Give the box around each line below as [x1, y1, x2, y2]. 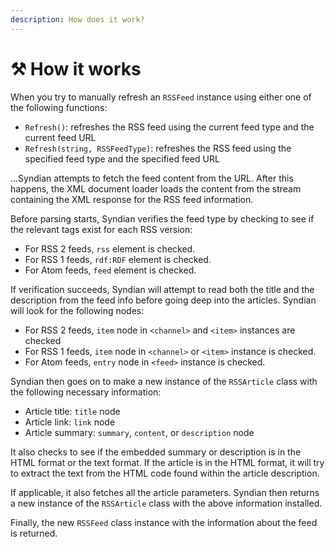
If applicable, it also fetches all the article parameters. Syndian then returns [10, 486, 320, 498]
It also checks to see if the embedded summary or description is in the [10, 446, 302, 458]
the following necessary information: [10, 386, 162, 398]
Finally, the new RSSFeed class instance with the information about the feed [10, 516, 318, 528]
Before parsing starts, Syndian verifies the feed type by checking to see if [10, 212, 315, 225]
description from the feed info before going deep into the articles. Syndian [10, 294, 317, 306]
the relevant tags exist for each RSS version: [10, 223, 193, 235]
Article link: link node [24, 416, 116, 428]
